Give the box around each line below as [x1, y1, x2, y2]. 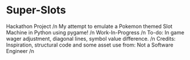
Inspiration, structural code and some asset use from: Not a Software [6, 41, 174, 48]
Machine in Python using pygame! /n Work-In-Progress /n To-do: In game [6, 29, 185, 36]
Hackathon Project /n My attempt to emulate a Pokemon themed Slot [6, 23, 172, 30]
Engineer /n [6, 47, 34, 54]
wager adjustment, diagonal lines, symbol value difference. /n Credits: [6, 35, 176, 42]
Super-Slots [6, 3, 66, 17]
